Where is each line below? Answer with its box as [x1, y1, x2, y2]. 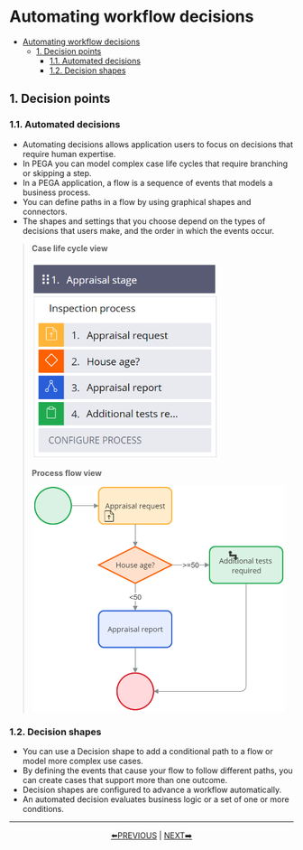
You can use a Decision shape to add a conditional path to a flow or [22, 745, 273, 756]
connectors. [22, 206, 68, 217]
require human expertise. [22, 148, 116, 159]
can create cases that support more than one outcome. [22, 774, 228, 785]
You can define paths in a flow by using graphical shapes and [22, 196, 252, 207]
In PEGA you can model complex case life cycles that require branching [22, 158, 289, 169]
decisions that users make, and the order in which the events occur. [22, 225, 275, 236]
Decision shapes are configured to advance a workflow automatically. [22, 784, 282, 795]
